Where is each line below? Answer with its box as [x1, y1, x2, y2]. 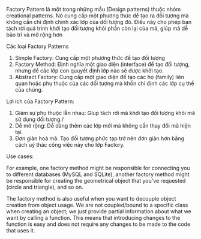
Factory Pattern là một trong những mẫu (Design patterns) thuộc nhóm [6, 6, 181, 13]
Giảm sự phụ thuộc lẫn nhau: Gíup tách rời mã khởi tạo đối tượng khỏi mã [14, 110, 195, 116]
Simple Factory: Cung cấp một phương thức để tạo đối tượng [14, 55, 165, 61]
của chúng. [14, 86, 43, 93]
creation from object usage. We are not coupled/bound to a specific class [6, 201, 188, 208]
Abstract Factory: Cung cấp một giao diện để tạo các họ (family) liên [14, 74, 185, 80]
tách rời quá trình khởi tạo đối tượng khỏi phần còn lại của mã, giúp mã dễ [6, 25, 188, 32]
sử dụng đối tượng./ [14, 116, 64, 123]
